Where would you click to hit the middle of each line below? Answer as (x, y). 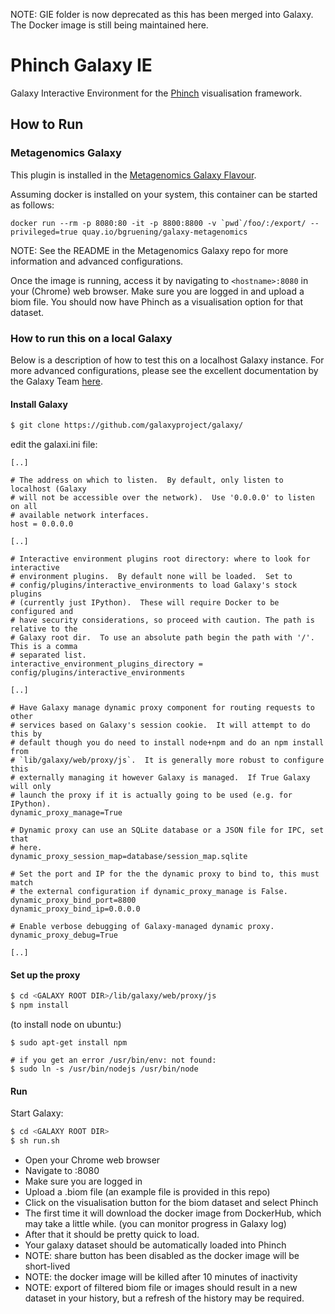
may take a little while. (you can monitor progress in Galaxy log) (155, 1223)
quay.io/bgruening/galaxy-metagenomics (164, 232)
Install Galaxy (39, 404)
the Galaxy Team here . (56, 381)
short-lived (47, 1266)
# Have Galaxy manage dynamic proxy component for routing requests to (162, 708)
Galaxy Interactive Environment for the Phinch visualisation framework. (156, 93)
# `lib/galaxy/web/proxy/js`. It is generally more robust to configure (167, 760)
